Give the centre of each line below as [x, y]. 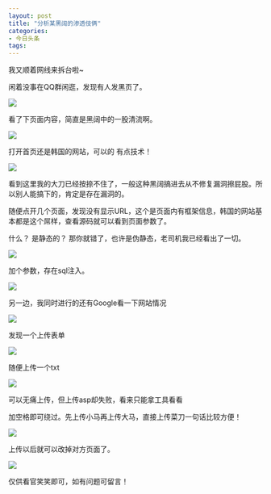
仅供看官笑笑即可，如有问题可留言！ [69, 482]
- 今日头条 [24, 38]
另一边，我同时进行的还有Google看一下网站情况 [88, 303]
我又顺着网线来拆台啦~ [46, 70]
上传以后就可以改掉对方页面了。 [61, 450]
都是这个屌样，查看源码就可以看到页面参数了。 [93, 221]
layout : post [30, 16]
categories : [28, 31]
